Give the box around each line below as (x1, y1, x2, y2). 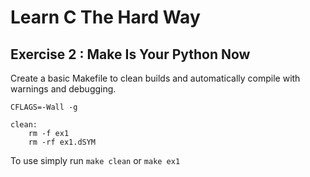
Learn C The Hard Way (10, 6, 201, 29)
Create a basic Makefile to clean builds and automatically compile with (10, 72, 301, 84)
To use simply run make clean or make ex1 (10, 155, 181, 166)
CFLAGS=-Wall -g (10, 102, 78, 112)
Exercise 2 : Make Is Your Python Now (10, 46, 251, 63)
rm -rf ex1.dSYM (28, 137, 97, 147)
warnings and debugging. (10, 83, 117, 95)
